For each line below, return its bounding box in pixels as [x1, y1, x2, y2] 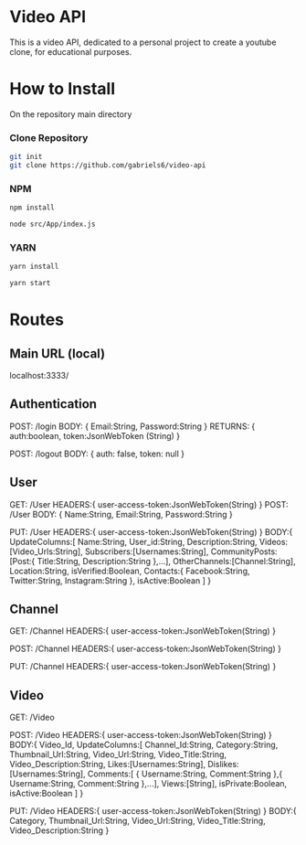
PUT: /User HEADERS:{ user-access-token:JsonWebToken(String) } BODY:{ [9, 526, 293, 537]
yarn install [9, 262, 59, 272]
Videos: [259, 536, 289, 547]
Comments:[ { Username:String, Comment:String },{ [87, 768, 283, 779]
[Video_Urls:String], [9, 546, 84, 557]
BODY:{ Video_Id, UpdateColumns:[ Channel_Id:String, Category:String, [9, 739, 279, 751]
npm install [9, 203, 55, 212]
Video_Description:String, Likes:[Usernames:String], [9, 759, 206, 770]
